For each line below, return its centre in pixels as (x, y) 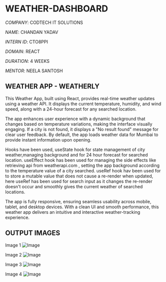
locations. (15, 192)
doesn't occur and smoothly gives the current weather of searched (74, 186)
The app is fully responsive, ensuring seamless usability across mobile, (78, 201)
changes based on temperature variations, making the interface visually (79, 124)
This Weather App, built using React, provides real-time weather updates (80, 98)
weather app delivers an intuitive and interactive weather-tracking (73, 212)
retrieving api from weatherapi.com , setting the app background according (83, 165)
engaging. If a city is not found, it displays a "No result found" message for (82, 129)
